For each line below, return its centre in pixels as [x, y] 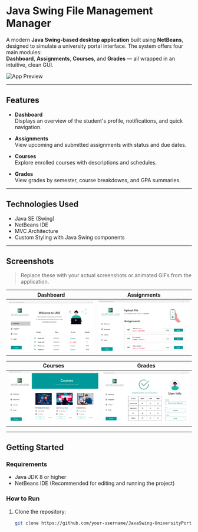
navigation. [28, 127]
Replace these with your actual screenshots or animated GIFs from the [106, 275]
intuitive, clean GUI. [30, 65]
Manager [29, 23]
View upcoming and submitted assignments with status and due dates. [100, 145]
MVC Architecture [36, 231]
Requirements [27, 464]
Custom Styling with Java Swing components [70, 237]
